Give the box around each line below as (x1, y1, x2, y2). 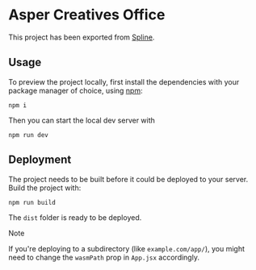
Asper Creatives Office (8, 6, 166, 24)
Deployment (8, 153, 72, 167)
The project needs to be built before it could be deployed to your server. (8, 174, 249, 184)
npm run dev (8, 131, 48, 139)
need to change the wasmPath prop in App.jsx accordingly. (8, 252, 200, 262)
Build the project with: (8, 183, 82, 193)
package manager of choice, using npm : (8, 85, 143, 95)
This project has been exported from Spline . (8, 32, 155, 42)
